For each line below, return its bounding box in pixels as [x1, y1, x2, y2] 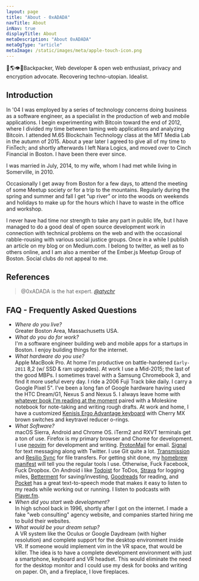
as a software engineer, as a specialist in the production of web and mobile [6, 112, 190, 119]
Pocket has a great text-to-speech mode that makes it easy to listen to [14, 480, 187, 487]
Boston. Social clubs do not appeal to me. [6, 255, 108, 262]
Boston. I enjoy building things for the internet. [14, 347, 129, 354]
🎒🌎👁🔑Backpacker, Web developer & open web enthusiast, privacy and [6, 64, 182, 72]
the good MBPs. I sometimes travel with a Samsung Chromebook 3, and [14, 372, 191, 379]
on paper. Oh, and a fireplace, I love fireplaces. [14, 568, 129, 576]
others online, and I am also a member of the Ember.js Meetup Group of [6, 248, 182, 255]
